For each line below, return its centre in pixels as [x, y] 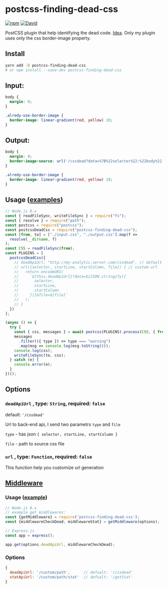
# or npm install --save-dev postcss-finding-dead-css [63, 70]
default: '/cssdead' [25, 414]
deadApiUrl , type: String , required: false [55, 404]
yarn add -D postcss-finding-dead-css [45, 65]
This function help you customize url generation [54, 467]
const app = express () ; [30, 535]
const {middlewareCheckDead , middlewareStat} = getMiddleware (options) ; [82, 522]
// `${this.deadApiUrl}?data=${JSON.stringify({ [70, 276]
